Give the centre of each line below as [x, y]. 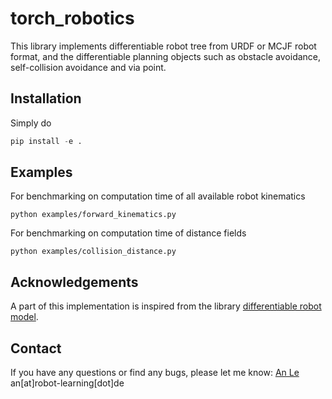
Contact [36, 348]
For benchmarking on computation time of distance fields [128, 233]
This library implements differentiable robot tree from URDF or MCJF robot [163, 46]
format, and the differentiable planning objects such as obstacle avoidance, [166, 56]
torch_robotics [72, 18]
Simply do [31, 123]
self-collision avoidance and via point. [88, 67]
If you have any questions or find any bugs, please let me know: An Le [155, 373]
